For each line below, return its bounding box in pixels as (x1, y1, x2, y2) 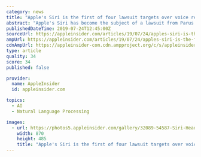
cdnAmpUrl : (6, 43, 33, 49)
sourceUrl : (6, 31, 33, 37)
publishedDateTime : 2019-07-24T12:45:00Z (6, 25, 111, 32)
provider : (6, 76, 31, 81)
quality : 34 (6, 53, 36, 59)
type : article (6, 48, 42, 54)
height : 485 (17, 136, 47, 142)
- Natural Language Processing (11, 108, 90, 114)
